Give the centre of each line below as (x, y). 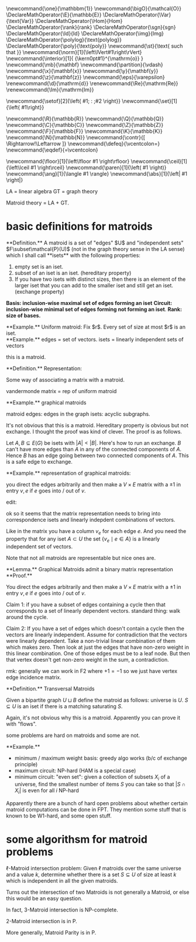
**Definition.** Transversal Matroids (50, 688)
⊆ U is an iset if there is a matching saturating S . (64, 706)
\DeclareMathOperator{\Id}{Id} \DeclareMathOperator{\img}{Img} (85, 33)
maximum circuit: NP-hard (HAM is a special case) (75, 770)
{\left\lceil (18, 167)
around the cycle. (27, 617)
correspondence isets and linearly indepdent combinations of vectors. (91, 519)
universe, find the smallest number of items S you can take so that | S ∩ (100, 785)
